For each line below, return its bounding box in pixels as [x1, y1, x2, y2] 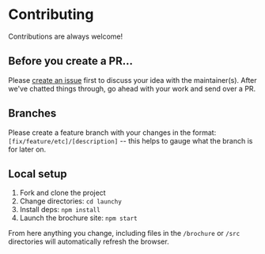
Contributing [8, 6, 94, 24]
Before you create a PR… [8, 54, 133, 68]
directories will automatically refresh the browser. [8, 237, 169, 246]
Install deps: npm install [19, 205, 100, 215]
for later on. [8, 144, 47, 154]
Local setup [8, 167, 67, 181]
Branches [8, 106, 57, 120]
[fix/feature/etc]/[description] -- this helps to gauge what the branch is [8, 136, 253, 145]
